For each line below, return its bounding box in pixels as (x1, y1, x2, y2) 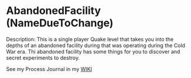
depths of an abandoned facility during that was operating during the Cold (6, 42, 186, 49)
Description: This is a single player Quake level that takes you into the (6, 36, 174, 42)
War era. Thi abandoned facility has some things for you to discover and (6, 48, 180, 55)
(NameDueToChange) (6, 16, 114, 30)
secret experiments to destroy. (6, 54, 80, 61)
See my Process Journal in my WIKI (6, 65, 93, 72)
